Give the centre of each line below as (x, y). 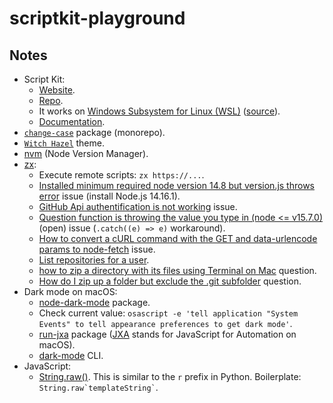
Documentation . (72, 121)
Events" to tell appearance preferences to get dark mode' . (165, 323)
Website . (57, 90)
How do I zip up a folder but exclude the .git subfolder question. (170, 281)
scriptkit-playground (97, 18)
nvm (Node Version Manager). (86, 153)
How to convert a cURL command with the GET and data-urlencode (178, 238)
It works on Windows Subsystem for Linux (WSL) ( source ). (159, 111)
